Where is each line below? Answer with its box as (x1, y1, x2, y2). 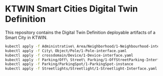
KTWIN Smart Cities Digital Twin (5, 3, 138, 14)
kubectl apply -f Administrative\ (5, 44, 75, 49)
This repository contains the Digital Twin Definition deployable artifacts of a (5, 29, 156, 35)
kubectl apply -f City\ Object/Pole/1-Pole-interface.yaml (5, 48, 127, 53)
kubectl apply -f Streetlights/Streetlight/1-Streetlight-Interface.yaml (5, 66, 158, 71)
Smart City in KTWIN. (5, 35, 48, 40)
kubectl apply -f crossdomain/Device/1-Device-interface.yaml (5, 53, 133, 58)
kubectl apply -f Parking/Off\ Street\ (5, 57, 86, 62)
